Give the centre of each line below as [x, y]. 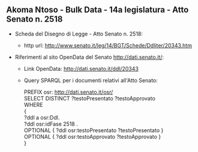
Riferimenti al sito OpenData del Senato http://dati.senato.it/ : [89, 57]
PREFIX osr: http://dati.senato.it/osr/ [68, 92]
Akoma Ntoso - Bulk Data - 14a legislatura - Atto [97, 10]
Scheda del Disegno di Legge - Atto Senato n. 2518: [79, 34]
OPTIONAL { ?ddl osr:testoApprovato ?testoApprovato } [92, 136]
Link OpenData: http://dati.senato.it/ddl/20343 [81, 68]
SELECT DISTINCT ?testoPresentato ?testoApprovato [90, 98]
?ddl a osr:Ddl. [42, 117]
